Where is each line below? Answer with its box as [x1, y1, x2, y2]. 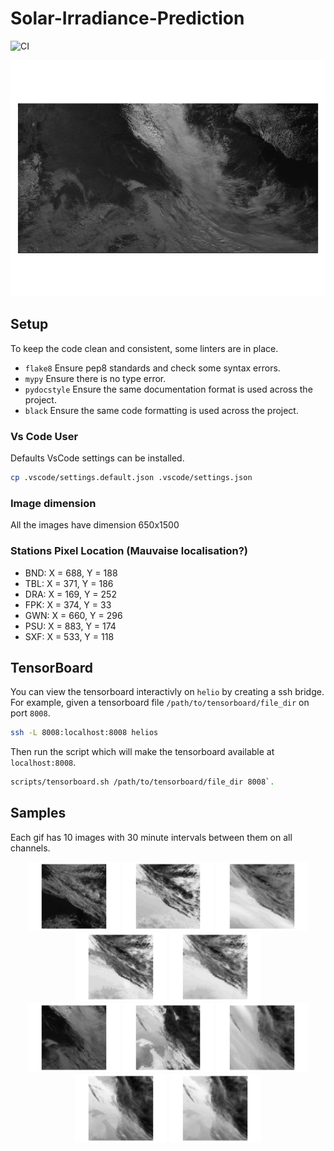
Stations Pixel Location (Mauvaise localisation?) [10, 544, 248, 558]
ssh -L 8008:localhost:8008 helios [10, 728, 159, 738]
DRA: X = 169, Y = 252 [24, 588, 117, 600]
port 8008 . [10, 707, 51, 719]
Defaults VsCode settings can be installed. [10, 452, 185, 464]
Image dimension [10, 496, 97, 510]
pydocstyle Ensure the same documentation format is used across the [24, 383, 313, 395]
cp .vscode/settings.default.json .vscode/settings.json [10, 473, 253, 483]
